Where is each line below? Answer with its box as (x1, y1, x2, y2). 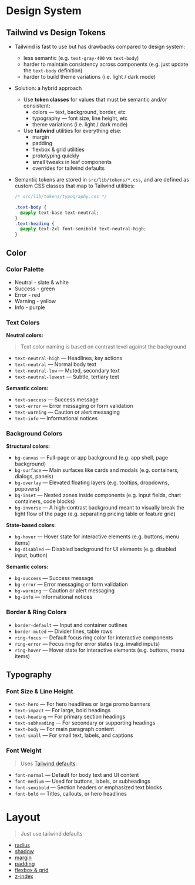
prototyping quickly (32, 152, 79, 159)
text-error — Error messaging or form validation (14, 403, 133, 410)
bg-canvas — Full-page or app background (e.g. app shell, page (14, 454, 169, 461)
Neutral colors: (6, 332, 44, 339)
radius (14, 842, 31, 849)
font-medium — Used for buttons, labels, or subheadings (14, 777, 151, 785)
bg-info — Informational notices (14, 594, 93, 601)
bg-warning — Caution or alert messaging (14, 587, 115, 594)
